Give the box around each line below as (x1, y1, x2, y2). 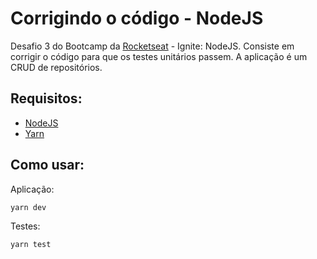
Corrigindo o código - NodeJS (10, 7, 264, 30)
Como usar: (10, 157, 85, 174)
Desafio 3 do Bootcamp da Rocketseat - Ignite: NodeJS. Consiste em (10, 40, 295, 52)
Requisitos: (10, 90, 83, 107)
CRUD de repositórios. (10, 61, 103, 73)
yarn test (10, 240, 52, 250)
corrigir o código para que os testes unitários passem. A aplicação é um (10, 50, 308, 62)
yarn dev (10, 202, 47, 212)
